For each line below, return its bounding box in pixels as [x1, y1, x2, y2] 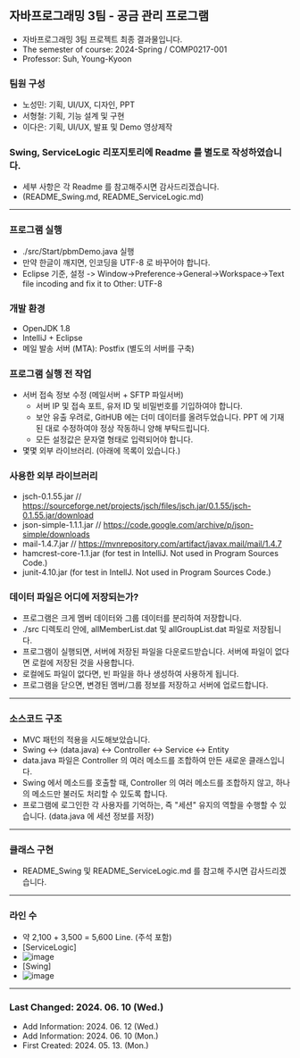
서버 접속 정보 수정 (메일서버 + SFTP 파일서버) [21, 389, 185, 400]
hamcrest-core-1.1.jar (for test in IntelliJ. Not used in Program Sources [21, 547, 279, 558]
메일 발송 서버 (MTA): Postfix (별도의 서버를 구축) [21, 343, 195, 354]
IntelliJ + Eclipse [21, 333, 83, 343]
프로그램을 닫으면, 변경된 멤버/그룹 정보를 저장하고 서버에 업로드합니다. [21, 679, 269, 690]
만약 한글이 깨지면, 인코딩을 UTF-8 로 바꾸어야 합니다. [21, 257, 211, 268]
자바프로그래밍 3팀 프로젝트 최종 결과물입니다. [21, 34, 183, 45]
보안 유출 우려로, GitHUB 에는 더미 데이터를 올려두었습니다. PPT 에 [35, 412, 268, 422]
